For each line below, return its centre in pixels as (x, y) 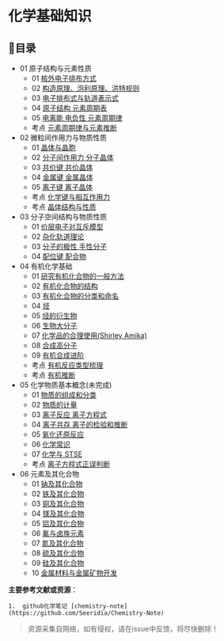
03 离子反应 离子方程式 (69, 415)
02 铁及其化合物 (58, 494)
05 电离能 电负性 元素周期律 (77, 118)
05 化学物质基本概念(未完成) (66, 385)
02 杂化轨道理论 (58, 237)
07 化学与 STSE (57, 454)
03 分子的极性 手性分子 (69, 247)
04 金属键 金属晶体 (62, 177)
